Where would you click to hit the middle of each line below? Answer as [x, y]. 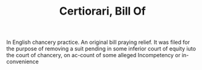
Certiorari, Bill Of [103, 11]
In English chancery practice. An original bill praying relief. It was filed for [98, 42]
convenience [23, 61]
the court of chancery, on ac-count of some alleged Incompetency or [94, 55]
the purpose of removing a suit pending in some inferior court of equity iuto [101, 49]
